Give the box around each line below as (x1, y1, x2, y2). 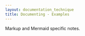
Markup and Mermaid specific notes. (5, 25, 81, 31)
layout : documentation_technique (5, 7, 74, 12)
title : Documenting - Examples (5, 12, 70, 17)
